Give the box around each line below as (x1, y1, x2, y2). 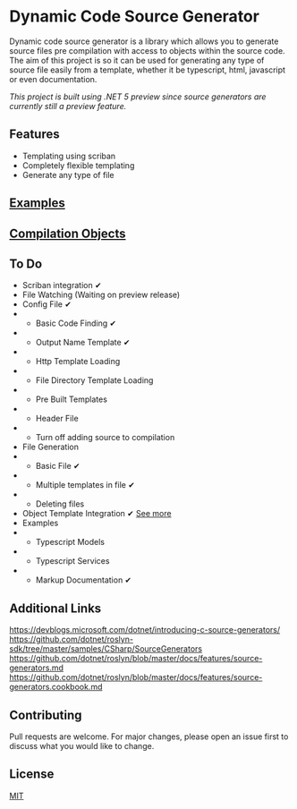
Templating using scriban (21, 150, 116, 161)
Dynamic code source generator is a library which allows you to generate (9, 36, 279, 47)
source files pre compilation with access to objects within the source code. (9, 45, 285, 55)
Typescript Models (35, 537, 106, 548)
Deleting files (35, 498, 85, 509)
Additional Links (9, 600, 102, 616)
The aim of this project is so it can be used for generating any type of (9, 55, 265, 65)
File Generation (21, 441, 79, 453)
